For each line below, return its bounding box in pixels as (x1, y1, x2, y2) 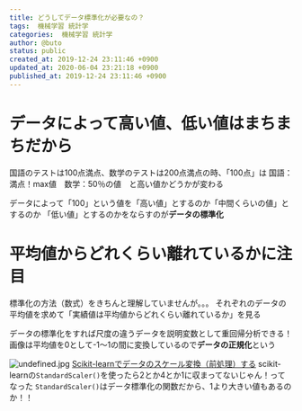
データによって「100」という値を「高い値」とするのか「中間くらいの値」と (9, 197, 289, 208)
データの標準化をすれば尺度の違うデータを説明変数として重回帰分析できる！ (9, 327, 293, 338)
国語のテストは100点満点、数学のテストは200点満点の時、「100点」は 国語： (9, 167, 293, 178)
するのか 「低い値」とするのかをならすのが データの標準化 (9, 209, 225, 219)
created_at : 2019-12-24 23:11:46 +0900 (9, 55, 159, 64)
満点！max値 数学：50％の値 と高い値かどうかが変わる (9, 178, 224, 189)
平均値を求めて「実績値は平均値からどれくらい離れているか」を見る (9, 308, 262, 319)
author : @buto (9, 38, 63, 48)
